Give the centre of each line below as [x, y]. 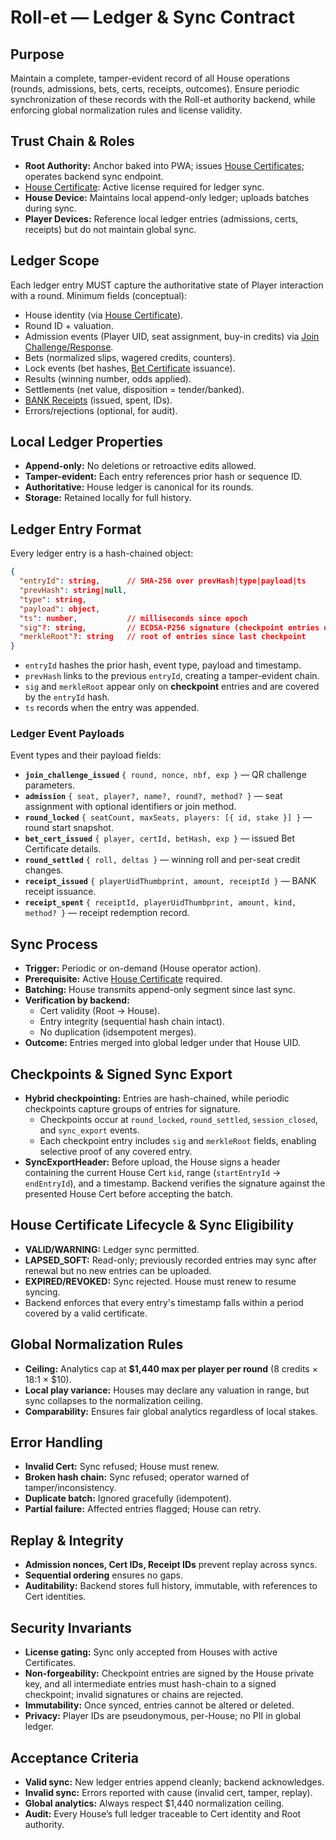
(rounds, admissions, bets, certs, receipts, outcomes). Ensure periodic [155, 89]
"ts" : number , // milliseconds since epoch [133, 618]
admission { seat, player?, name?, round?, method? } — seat [153, 796]
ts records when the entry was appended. [112, 708]
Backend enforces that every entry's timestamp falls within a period [164, 1302]
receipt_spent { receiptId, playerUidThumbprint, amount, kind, [160, 903]
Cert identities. [55, 1597]
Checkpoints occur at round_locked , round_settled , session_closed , [178, 1120]
